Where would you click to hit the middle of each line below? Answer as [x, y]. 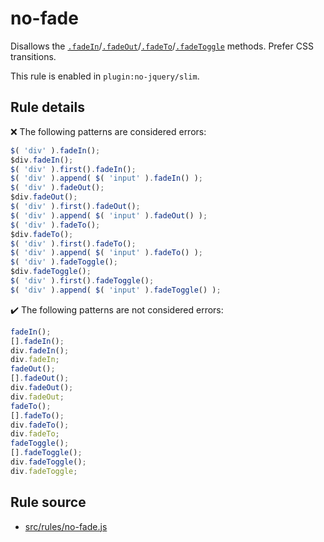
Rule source [48, 502]
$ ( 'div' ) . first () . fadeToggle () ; [82, 281]
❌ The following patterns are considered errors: [108, 131]
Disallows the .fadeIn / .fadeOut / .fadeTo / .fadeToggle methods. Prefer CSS [162, 46]
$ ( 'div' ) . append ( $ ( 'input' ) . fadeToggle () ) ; [116, 290]
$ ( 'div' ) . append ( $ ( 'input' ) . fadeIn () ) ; [106, 178]
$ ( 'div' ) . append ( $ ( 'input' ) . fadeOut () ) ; [109, 215]
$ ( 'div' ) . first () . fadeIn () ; [73, 169]
